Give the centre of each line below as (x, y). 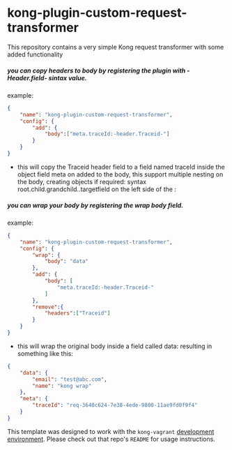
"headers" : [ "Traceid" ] (77, 313)
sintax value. (68, 77)
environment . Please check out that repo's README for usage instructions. (111, 439)
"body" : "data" (67, 262)
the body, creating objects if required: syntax (82, 181)
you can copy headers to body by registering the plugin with (96, 70)
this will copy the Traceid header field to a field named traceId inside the (121, 167)
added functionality (35, 54)
